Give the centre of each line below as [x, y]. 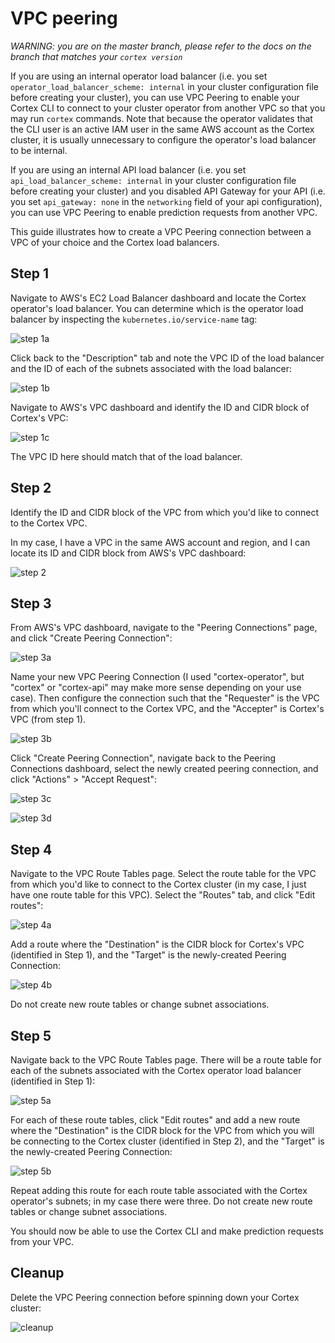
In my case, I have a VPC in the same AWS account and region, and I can [160, 542]
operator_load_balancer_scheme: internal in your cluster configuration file [165, 86]
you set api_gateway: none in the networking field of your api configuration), [166, 201]
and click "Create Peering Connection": [91, 638]
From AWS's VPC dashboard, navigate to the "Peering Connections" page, [164, 628]
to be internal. [39, 150]
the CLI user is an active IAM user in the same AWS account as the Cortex [162, 129]
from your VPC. [42, 1241]
